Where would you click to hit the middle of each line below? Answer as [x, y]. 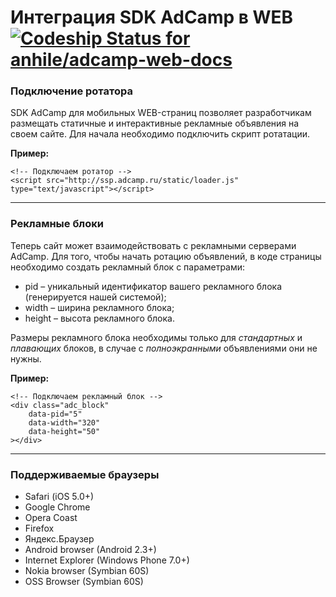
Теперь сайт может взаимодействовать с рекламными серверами [153, 245]
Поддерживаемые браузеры [85, 474]
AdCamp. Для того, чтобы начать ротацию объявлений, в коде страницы [166, 256]
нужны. [26, 358]
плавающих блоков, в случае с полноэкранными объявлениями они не [164, 348]
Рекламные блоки [57, 224]
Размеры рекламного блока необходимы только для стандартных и [156, 337]
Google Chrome [57, 507]
